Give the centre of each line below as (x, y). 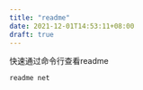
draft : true (31, 34)
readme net (30, 78)
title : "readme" (40, 18)
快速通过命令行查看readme (59, 61)
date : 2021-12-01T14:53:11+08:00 (72, 26)
